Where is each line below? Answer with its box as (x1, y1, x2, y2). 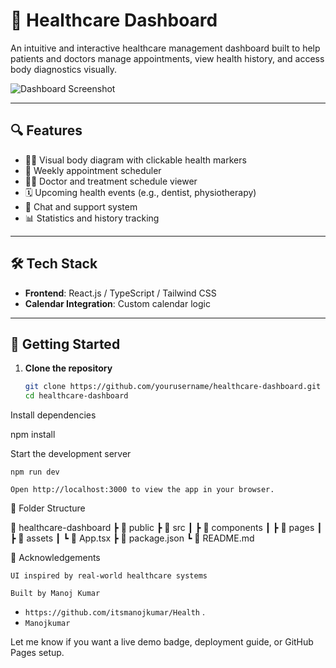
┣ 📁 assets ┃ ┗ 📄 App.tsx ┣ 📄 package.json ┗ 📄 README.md (10, 532, 255, 544)
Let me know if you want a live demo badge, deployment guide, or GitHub (10, 636, 314, 648)
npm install (10, 429, 56, 441)
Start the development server (10, 448, 132, 460)
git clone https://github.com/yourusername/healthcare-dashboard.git (24, 382, 322, 392)
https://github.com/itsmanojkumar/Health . (24, 606, 205, 618)
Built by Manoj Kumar (10, 589, 101, 599)
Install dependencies (10, 409, 97, 421)
